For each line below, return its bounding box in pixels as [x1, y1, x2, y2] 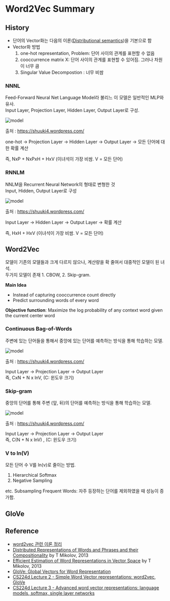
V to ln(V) [5, 449, 29, 456]
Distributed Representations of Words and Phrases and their [12, 547, 139, 553]
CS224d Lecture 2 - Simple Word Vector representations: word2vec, [12, 573, 156, 580]
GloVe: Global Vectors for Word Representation [12, 568, 111, 575]
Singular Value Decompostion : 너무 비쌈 [20, 69, 104, 75]
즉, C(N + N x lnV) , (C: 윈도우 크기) [5, 436, 77, 443]
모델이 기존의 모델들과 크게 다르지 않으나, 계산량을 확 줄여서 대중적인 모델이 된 [5, 259, 160, 265]
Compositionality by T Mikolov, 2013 [12, 552, 89, 558]
